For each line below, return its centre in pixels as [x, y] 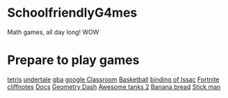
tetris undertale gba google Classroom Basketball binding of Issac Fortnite [114, 79]
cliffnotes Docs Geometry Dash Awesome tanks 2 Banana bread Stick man [114, 87]
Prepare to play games [73, 60]
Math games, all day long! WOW [53, 32]
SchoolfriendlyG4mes [72, 13]
